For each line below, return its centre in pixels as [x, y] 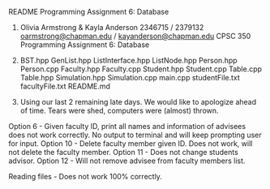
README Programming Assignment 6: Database [89, 12]
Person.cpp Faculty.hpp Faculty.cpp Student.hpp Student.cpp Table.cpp [141, 69]
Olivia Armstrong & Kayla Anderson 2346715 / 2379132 [112, 27]
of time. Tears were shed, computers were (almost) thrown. [119, 110]
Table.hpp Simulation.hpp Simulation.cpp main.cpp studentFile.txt [130, 77]
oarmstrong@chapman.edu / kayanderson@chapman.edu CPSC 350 [135, 36]
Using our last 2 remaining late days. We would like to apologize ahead [138, 102]
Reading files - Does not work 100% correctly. [85, 176]
